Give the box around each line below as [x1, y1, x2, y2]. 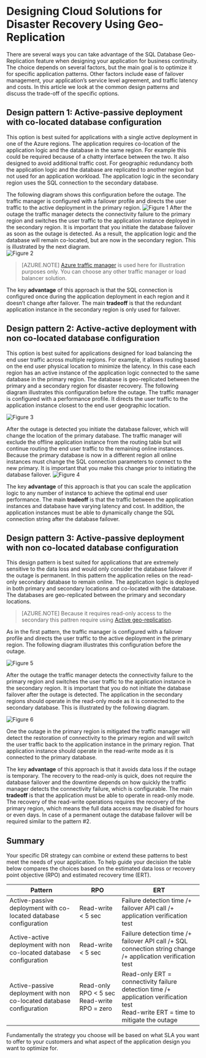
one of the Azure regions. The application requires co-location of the [6, 140, 180, 147]
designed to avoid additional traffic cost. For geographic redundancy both [6, 159, 193, 167]
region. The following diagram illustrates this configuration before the [6, 641, 181, 649]
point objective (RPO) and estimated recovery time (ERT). [6, 872, 151, 879]
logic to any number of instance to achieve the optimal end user [6, 489, 167, 497]
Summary [6, 835, 45, 846]
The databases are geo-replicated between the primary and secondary [6, 592, 186, 599]
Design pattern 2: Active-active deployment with [6, 324, 197, 334]
